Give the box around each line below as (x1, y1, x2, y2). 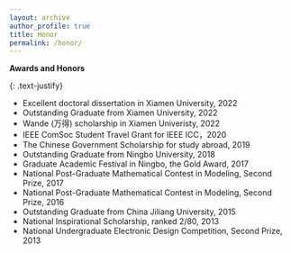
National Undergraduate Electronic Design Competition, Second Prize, (22, 226, 283, 237)
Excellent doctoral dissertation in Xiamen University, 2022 (22, 98, 238, 109)
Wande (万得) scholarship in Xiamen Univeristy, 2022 (22, 118, 221, 129)
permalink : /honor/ (9, 38, 83, 48)
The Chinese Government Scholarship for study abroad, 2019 (22, 140, 250, 150)
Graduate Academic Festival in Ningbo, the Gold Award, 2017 (22, 158, 250, 169)
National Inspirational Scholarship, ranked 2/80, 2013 (22, 216, 219, 227)
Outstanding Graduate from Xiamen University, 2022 (22, 107, 218, 118)
